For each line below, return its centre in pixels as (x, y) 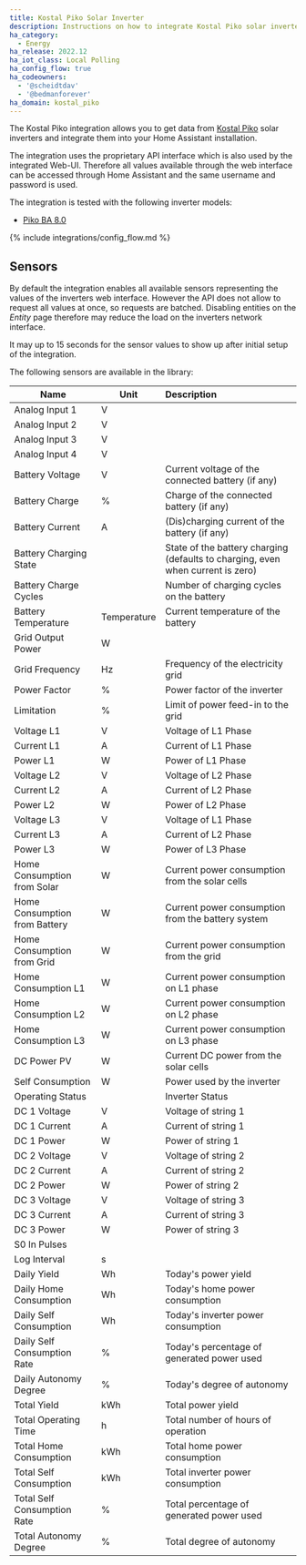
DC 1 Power (40, 1141)
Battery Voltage (47, 475)
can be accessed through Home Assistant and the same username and (143, 175)
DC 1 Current (42, 1126)
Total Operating (47, 1420)
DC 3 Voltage (42, 1201)
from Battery (41, 925)
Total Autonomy (48, 1536)
